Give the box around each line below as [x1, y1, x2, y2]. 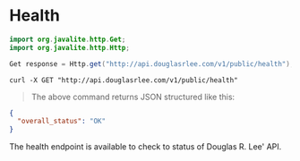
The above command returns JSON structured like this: [30, 91, 236, 102]
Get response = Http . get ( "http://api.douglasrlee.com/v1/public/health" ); [9, 59, 295, 68]
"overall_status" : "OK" [17, 117, 106, 126]
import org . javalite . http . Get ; [9, 35, 126, 44]
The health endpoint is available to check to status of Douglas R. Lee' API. [9, 141, 282, 152]
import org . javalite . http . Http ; [9, 43, 130, 52]
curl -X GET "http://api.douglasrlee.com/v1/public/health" [9, 75, 239, 85]
